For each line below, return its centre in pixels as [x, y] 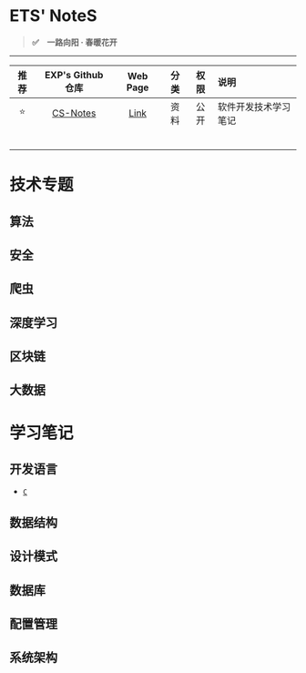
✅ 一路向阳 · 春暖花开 [74, 42]
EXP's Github [74, 75]
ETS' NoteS [53, 16]
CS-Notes [74, 113]
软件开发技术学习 [254, 107]
